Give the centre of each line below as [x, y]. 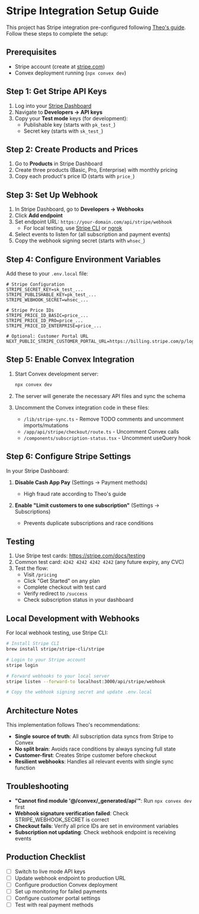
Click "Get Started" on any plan [62, 581]
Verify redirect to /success [55, 594]
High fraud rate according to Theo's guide [75, 493]
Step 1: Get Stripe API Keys [57, 92]
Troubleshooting [38, 786]
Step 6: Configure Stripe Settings [69, 456]
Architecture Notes [42, 711]
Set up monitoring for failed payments [61, 891]
